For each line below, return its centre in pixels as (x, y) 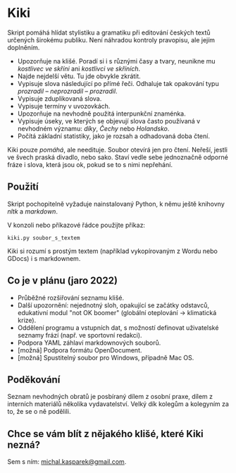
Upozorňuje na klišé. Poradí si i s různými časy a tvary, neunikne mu (117, 61)
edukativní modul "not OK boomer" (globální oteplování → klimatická (117, 312)
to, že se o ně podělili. (39, 412)
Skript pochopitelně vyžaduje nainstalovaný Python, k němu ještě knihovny (116, 204)
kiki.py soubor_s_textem (44, 238)
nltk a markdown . (33, 211)
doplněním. (24, 47)
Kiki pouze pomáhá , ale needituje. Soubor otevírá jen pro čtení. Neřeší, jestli (117, 149)
